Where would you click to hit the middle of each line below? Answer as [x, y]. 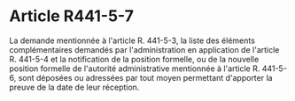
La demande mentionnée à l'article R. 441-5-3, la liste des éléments [132, 40]
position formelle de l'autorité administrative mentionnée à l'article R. [135, 69]
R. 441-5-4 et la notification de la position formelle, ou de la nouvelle [134, 59]
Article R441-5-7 [72, 16]
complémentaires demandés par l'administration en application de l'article [144, 49]
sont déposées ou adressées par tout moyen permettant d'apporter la [145, 77]
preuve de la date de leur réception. [74, 87]
